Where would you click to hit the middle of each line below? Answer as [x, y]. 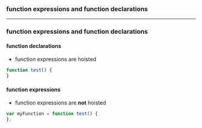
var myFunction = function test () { [52, 114]
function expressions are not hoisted [60, 103]
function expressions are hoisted [56, 59]
